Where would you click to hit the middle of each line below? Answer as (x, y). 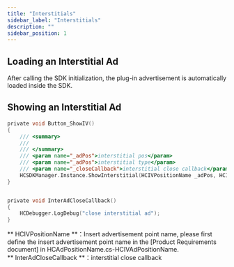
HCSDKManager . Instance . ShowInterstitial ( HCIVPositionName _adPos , (118, 175)
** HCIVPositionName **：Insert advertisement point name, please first (110, 234)
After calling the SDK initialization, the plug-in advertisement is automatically (117, 78)
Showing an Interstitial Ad (64, 108)
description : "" (31, 26)
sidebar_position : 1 (37, 33)
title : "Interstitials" (42, 14)
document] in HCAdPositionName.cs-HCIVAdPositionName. (93, 250)
